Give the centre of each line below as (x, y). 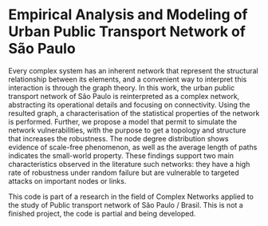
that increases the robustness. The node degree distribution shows (118, 138)
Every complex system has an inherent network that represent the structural (133, 70)
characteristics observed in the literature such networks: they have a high (129, 164)
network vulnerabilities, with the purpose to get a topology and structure (127, 130)
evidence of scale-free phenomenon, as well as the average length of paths (133, 147)
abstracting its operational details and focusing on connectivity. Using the (129, 105)
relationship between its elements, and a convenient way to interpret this (128, 79)
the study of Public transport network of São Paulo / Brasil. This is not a (126, 204)
